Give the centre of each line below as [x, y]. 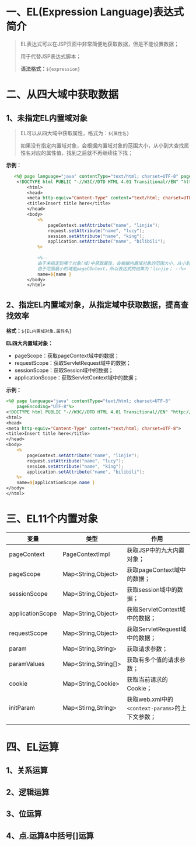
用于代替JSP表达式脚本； [51, 56]
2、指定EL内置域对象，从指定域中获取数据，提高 [93, 305]
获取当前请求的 [147, 679]
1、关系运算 [27, 770]
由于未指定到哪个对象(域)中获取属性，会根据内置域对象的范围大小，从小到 [114, 263]
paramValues [27, 664]
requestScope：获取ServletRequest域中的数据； [73, 363]
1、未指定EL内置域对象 [47, 118]
